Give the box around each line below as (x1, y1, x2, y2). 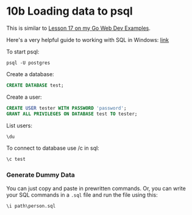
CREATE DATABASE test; (6, 82, 64, 88)
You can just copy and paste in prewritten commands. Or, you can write (6, 185, 186, 192)
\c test (6, 157, 26, 163)
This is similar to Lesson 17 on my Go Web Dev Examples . (6, 24, 151, 32)
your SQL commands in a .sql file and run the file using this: (6, 191, 158, 199)
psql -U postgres (6, 60, 51, 66)
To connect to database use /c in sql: (6, 144, 99, 152)
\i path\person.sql (6, 203, 56, 209)
